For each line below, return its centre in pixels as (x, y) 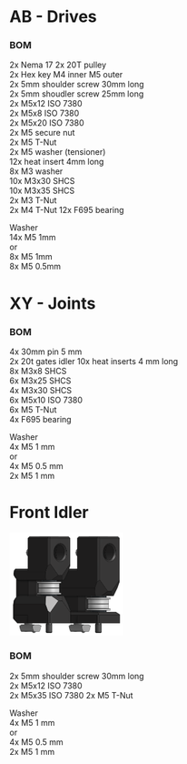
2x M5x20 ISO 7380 (47, 123)
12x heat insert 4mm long (57, 162)
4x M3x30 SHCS (41, 390)
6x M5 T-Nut (33, 409)
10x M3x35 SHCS (42, 191)
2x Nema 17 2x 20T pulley (58, 65)
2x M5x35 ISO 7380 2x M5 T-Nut (71, 695)
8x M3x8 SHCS (38, 371)
